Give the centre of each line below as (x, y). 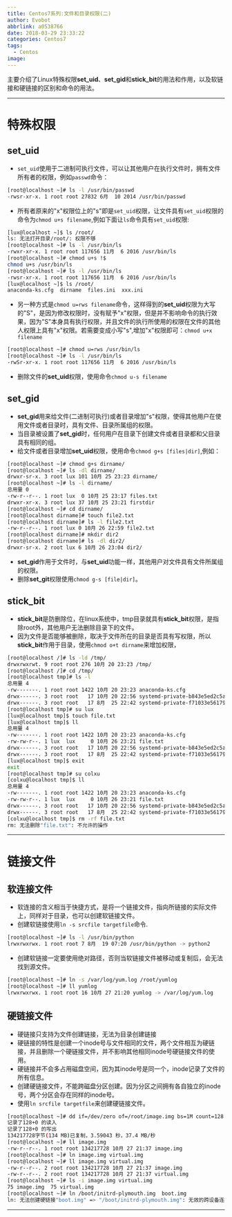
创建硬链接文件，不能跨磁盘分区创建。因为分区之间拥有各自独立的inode (119, 1086)
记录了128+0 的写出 (32, 1129)
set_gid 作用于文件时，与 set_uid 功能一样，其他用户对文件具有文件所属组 (120, 561)
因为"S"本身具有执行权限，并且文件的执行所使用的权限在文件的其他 (125, 322)
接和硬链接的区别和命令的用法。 (52, 88)
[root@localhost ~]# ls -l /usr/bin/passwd (71, 190)
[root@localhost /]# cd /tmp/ (51, 671)
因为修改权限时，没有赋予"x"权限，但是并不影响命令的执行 (128, 313)
